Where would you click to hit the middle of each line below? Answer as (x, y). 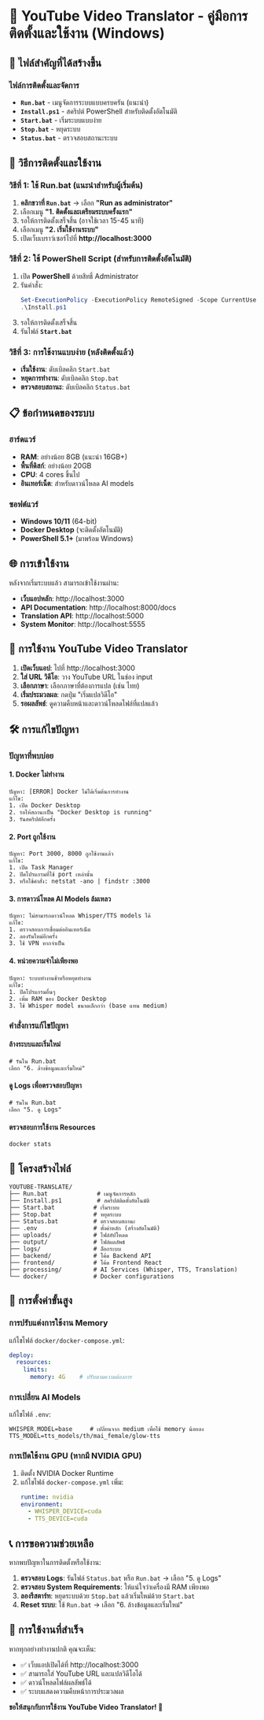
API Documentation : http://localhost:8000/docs (98, 607)
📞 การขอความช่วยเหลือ (51, 1543)
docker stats (30, 1144)
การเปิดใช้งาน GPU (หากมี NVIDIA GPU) (75, 1456)
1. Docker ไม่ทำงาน (37, 774)
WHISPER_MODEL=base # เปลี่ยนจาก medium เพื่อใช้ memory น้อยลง (106, 1429)
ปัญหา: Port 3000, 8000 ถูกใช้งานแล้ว (61, 854)
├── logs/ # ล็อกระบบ (65, 1249)
